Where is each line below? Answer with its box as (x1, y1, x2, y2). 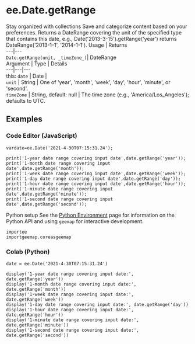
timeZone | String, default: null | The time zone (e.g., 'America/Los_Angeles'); (6, 91, 189, 98)
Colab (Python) (6, 248, 50, 256)
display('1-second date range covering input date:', (6, 327, 140, 333)
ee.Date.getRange (6, 4, 96, 17)
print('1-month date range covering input (6, 160, 111, 166)
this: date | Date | (6, 72, 47, 79)
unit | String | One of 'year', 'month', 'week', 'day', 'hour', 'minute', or (6, 78, 171, 85)
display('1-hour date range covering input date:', (6, 307, 134, 312)
